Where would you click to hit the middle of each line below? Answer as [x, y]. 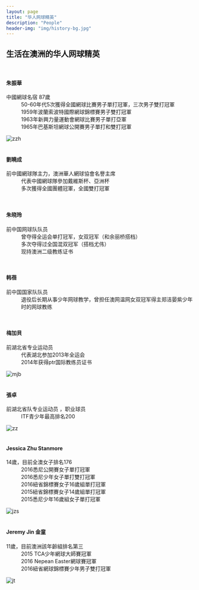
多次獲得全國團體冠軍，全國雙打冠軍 [65, 188]
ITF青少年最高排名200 [48, 417]
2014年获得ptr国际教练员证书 [56, 362]
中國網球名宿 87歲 [28, 97]
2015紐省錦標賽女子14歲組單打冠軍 [64, 492]
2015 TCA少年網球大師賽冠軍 [56, 554]
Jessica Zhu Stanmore [35, 448]
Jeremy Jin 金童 [26, 532]
